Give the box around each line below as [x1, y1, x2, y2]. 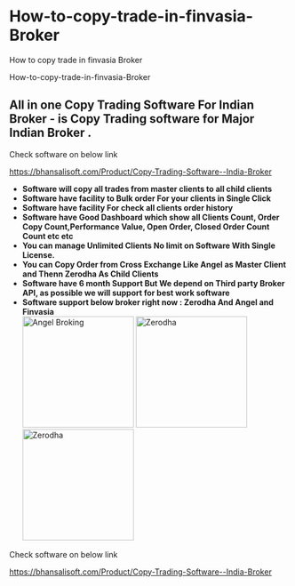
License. [21, 249, 55, 260]
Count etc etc [21, 230, 74, 241]
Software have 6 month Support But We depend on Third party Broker [21, 277, 285, 288]
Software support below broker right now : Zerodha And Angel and [21, 296, 274, 308]
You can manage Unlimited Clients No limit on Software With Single [21, 240, 275, 251]
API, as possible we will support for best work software [21, 287, 230, 298]
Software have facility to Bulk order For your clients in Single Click [21, 193, 271, 204]
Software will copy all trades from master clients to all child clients [21, 183, 273, 194]
